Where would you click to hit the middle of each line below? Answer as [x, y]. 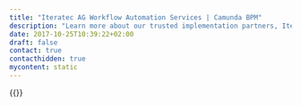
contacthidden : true [48, 59]
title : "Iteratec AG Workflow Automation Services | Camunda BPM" [136, 17]
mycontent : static [43, 68]
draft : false [34, 42]
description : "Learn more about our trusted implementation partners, [144, 26]
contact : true [36, 51]
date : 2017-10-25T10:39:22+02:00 [72, 34]
